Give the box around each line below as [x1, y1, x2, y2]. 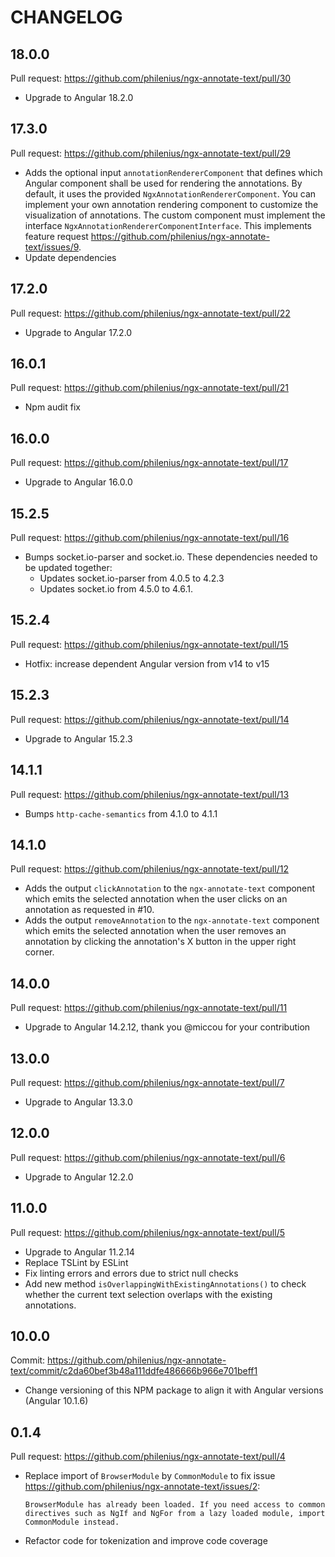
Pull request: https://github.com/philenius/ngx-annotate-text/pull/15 [10, 638, 289, 650]
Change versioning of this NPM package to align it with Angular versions [24, 1384, 324, 1396]
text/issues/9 [24, 241, 79, 253]
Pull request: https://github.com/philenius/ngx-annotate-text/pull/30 [10, 72, 292, 84]
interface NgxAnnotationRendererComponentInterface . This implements [24, 219, 313, 231]
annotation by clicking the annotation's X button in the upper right [24, 936, 297, 948]
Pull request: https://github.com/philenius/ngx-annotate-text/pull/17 [10, 457, 289, 469]
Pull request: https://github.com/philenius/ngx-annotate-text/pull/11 [10, 1002, 288, 1014]
